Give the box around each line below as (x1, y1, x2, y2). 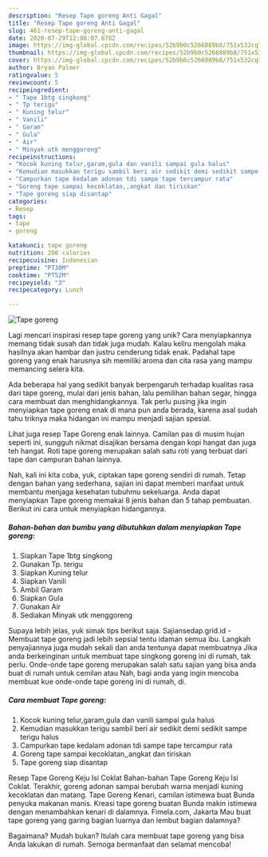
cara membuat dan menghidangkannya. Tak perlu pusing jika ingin (8, 397, 227, 407)
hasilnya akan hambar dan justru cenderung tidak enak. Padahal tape (8, 347, 235, 357)
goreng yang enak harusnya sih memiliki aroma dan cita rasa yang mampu (8, 356, 253, 366)
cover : (8, 57, 30, 65)
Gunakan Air (19, 602, 61, 612)
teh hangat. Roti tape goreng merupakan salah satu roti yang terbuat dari (8, 446, 247, 456)
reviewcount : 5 (8, 78, 59, 86)
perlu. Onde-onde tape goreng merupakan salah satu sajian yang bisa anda (8, 660, 257, 669)
